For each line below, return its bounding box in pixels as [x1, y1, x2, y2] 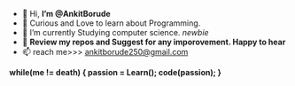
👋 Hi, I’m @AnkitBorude [21, 9, 111, 19]
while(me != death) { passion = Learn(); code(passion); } [9, 67, 221, 77]
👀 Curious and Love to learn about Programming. [21, 18, 201, 28]
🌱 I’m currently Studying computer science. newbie [21, 27, 210, 37]
